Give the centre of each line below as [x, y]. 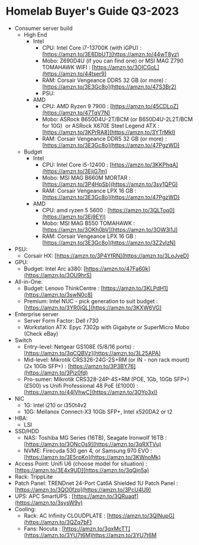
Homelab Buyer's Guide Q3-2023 [92, 11]
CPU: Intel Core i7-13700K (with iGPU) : [92, 48]
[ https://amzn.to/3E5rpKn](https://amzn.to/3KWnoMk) [92, 457]
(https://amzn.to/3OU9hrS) [58, 275]
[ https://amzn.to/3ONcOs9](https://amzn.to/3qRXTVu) [92, 444]
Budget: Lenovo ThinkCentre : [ [63, 288]
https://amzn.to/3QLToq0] [142, 210]
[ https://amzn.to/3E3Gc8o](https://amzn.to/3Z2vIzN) [109, 242]
